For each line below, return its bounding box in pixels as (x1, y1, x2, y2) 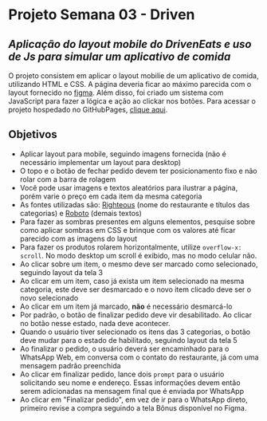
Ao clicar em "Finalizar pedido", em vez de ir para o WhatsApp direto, (19, 395, 249, 404)
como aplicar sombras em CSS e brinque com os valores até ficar (19, 225, 236, 234)
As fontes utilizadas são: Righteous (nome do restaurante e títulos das (19, 199, 250, 209)
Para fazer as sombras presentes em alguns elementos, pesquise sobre (19, 217, 256, 226)
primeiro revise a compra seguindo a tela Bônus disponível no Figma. (19, 403, 247, 412)
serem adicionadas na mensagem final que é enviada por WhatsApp (19, 386, 245, 395)
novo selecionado (19, 293, 79, 302)
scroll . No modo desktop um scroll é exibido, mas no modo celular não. (19, 250, 257, 260)
